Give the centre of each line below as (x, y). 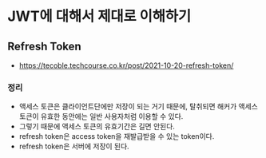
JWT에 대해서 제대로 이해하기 (99, 16)
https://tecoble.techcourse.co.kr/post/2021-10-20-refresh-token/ (126, 65)
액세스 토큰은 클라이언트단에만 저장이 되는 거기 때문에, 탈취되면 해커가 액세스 (139, 107)
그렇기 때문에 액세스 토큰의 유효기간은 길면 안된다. (97, 126)
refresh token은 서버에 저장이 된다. (74, 146)
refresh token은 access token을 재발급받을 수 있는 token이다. (117, 136)
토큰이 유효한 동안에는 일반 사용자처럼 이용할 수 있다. (101, 117)
